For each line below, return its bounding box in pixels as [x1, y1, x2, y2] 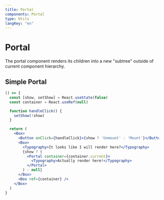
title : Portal [5, 7, 34, 12]
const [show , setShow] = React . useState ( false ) [9, 95, 108, 100]
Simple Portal [5, 77, 47, 86]
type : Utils [5, 16, 29, 21]
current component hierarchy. [5, 63, 65, 69]
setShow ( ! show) [14, 113, 45, 118]
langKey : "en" [5, 21, 34, 26]
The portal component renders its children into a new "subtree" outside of [5, 58, 154, 64]
